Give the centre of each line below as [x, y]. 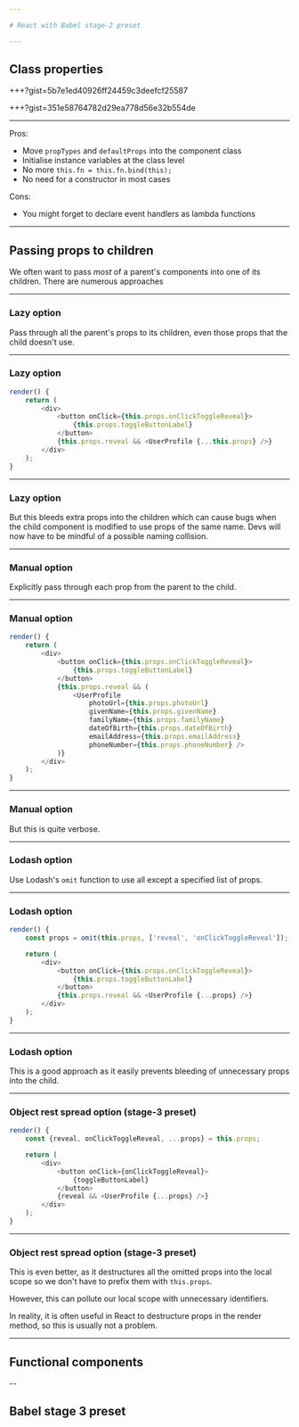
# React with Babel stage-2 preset [75, 25]
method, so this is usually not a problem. [84, 1325]
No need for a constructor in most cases [96, 179]
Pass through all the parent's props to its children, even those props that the [149, 332]
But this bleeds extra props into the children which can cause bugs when [143, 517]
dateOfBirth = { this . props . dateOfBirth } [161, 728]
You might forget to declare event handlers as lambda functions [139, 214]
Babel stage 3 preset [68, 1411]
